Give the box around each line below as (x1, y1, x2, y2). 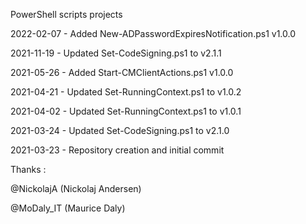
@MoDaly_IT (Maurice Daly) (10, 202, 126, 214)
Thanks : (10, 164, 47, 175)
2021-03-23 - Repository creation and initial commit (10, 144, 225, 156)
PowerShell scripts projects (10, 9, 123, 20)
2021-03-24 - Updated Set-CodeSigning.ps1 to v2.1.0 (10, 125, 230, 136)
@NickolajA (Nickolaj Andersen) (10, 183, 142, 194)
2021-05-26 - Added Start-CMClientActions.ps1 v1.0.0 (10, 67, 234, 78)
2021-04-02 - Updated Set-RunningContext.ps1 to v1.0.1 (10, 105, 242, 117)
